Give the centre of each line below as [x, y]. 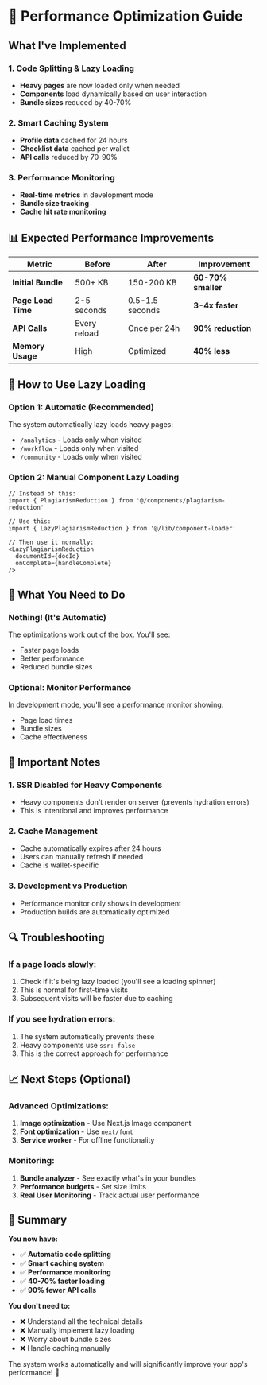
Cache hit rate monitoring [63, 212]
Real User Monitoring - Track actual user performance [110, 1195]
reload [87, 333]
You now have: [33, 1239]
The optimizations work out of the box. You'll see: [89, 634]
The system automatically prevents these [87, 1036]
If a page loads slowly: [52, 964]
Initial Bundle [38, 283]
